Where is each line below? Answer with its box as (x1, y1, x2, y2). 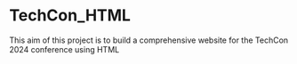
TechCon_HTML (9, 5, 132, 26)
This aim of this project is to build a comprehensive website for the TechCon (9, 35, 289, 45)
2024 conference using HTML (9, 44, 120, 54)
